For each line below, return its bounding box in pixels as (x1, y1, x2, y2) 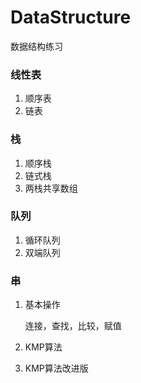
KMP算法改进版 (24, 362, 89, 375)
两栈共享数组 (24, 182, 78, 194)
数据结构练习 (10, 40, 63, 52)
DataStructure (10, 6, 132, 29)
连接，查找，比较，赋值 (24, 320, 122, 332)
